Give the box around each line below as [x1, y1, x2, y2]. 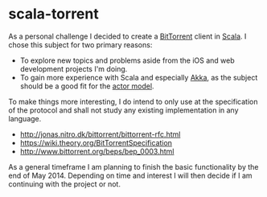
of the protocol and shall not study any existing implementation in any [8, 105, 239, 115]
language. [8, 113, 42, 123]
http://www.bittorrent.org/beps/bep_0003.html [19, 146, 175, 156]
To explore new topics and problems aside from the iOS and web [19, 55, 235, 65]
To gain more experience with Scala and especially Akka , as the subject [19, 72, 258, 82]
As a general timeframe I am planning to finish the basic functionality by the [8, 162, 259, 171]
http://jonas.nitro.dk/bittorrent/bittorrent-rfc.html [19, 129, 181, 139]
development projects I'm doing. [19, 64, 128, 73]
